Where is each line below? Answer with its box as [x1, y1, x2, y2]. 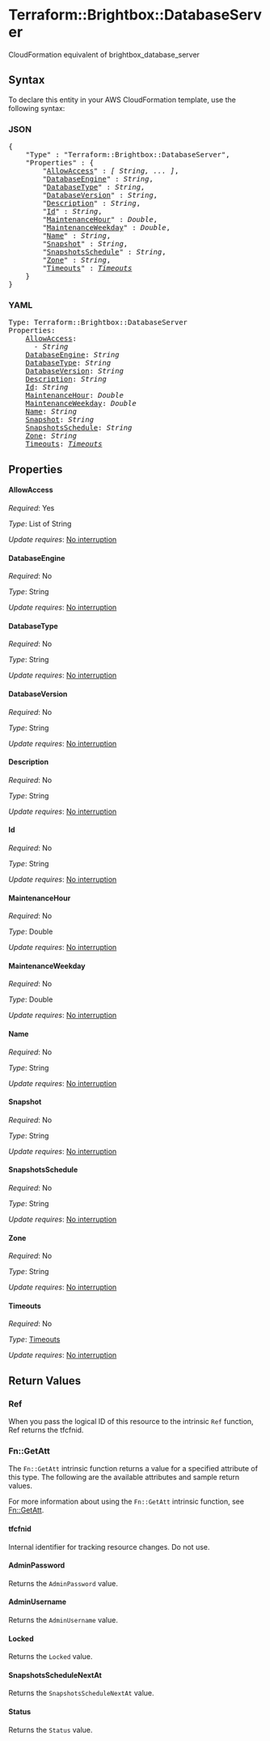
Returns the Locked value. [8, 1652, 93, 1662]
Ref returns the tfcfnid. [8, 1425, 84, 1435]
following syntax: [8, 103, 65, 113]
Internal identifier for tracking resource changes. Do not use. [8, 1542, 210, 1551]
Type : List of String [8, 519, 72, 528]
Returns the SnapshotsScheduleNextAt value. [8, 1688, 154, 1698]
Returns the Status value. [8, 1725, 93, 1735]
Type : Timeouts [8, 1335, 61, 1345]
